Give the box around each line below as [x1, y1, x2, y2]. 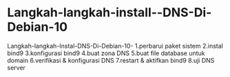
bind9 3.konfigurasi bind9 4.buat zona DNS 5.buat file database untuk [7, 49, 205, 57]
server [7, 63, 26, 72]
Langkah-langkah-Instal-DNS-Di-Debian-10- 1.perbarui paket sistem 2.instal [7, 42, 224, 50]
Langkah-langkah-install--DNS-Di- [7, 5, 212, 20]
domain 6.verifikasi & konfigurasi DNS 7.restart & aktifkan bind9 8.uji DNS [7, 56, 215, 64]
